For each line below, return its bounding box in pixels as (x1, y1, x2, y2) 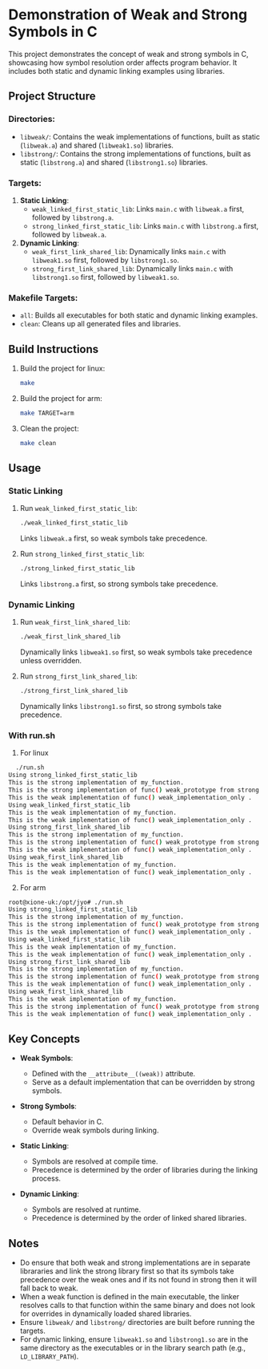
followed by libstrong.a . (31, 213, 114, 222)
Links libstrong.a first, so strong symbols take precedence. (19, 579, 218, 589)
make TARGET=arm (19, 409, 74, 417)
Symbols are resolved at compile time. (31, 1156, 158, 1166)
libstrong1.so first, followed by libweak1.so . (31, 272, 180, 281)
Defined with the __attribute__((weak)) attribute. (31, 1069, 196, 1079)
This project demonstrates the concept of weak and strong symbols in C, (8, 49, 250, 59)
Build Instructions (8, 342, 99, 356)
